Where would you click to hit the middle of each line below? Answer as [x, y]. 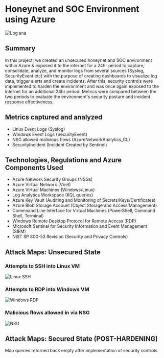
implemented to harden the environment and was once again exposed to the [82, 86]
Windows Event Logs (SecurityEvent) [50, 134]
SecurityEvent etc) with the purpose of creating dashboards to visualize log [81, 76]
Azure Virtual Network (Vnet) [41, 185]
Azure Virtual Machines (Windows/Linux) [53, 190]
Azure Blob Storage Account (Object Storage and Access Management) [84, 205]
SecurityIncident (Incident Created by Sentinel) [59, 144]
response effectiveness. [29, 102]
